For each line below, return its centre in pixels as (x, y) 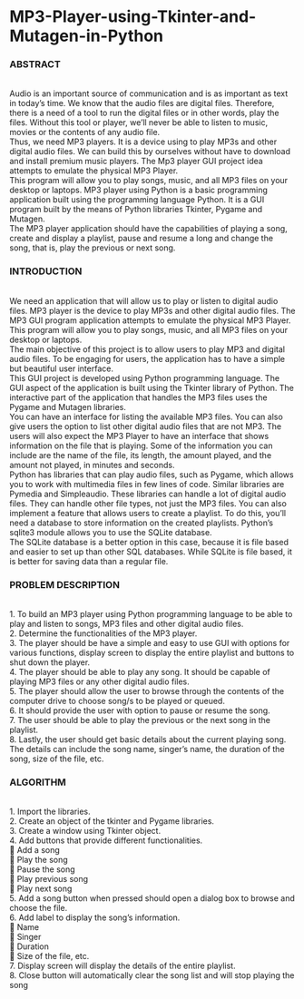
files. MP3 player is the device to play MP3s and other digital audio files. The (152, 310)
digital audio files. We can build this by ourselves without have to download (150, 152)
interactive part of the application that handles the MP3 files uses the (138, 397)
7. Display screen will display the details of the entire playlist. (123, 966)
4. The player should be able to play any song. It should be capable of (140, 672)
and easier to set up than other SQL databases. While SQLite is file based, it (151, 552)
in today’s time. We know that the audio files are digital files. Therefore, (142, 103)
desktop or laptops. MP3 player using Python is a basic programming (138, 190)
